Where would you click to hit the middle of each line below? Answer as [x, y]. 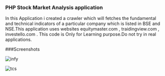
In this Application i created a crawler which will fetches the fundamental [81, 18]
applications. [18, 39]
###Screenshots [23, 49]
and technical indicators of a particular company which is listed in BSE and [83, 23]
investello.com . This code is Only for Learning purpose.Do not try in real [81, 34]
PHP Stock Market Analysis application [54, 7]
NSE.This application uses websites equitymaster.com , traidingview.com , [82, 29]
